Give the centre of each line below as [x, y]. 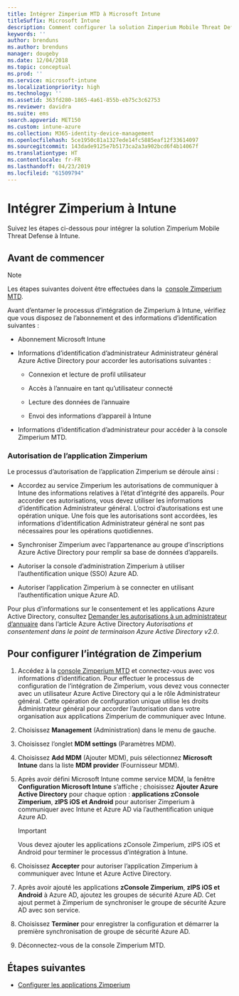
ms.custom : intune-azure [44, 127]
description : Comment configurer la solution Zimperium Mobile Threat [114, 27]
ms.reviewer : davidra [39, 107]
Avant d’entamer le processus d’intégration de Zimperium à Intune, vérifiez [117, 310]
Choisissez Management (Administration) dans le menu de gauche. [117, 730]
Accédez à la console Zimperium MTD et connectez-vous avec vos [116, 671]
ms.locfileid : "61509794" [46, 173]
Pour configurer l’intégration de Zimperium [105, 654]
